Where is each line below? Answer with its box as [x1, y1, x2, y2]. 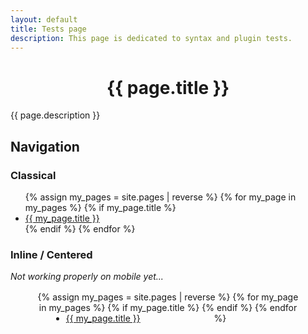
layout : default [10, 14, 78, 25]
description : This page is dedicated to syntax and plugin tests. [10, 33, 293, 43]
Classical [10, 168, 57, 182]
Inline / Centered [10, 247, 93, 261]
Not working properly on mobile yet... [10, 271, 164, 283]
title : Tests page [10, 24, 87, 34]
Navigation [10, 138, 80, 155]
